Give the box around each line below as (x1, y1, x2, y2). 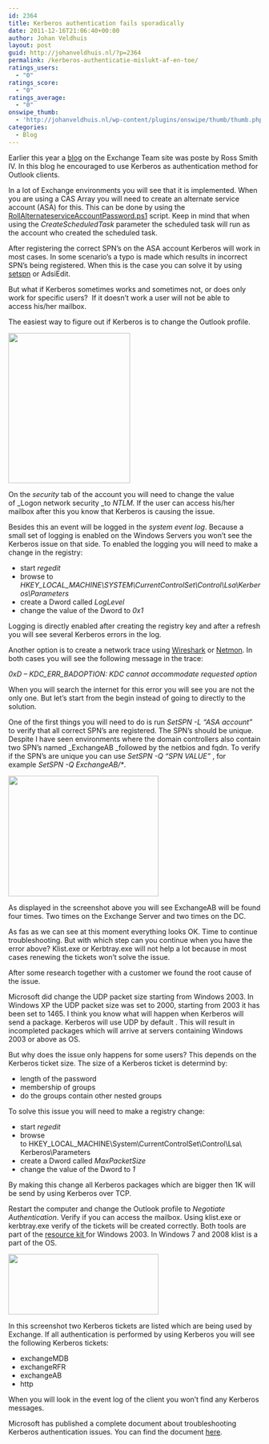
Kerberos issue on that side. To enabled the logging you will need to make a (8, 539, 259, 548)
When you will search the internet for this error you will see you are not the (8, 684, 255, 694)
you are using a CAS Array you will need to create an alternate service (8, 194, 240, 203)
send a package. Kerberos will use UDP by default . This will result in (8, 1017, 235, 1027)
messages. (8, 1402, 45, 1413)
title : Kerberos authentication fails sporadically (8, 19, 184, 27)
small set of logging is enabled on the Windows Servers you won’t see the (8, 530, 252, 540)
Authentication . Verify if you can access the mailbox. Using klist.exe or (8, 1212, 242, 1221)
